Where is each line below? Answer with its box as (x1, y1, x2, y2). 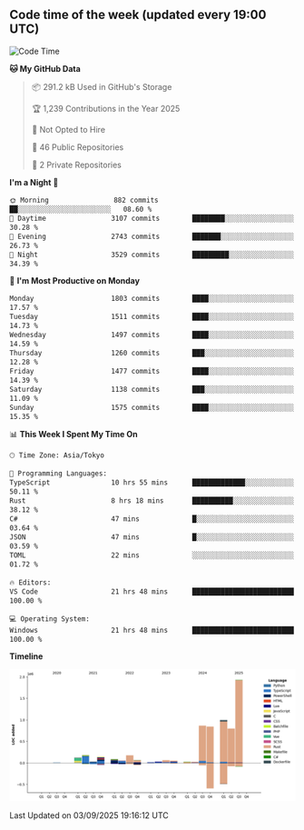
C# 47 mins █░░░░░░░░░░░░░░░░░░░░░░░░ (9, 514, 295, 524)
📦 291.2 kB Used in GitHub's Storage (31, 81, 172, 92)
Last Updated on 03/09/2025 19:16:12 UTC (9, 810, 170, 821)
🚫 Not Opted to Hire (31, 124, 106, 135)
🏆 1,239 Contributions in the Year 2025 (31, 103, 181, 114)
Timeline (9, 650, 44, 662)
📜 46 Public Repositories (31, 141, 124, 153)
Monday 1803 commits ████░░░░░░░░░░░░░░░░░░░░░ (9, 294, 295, 303)
